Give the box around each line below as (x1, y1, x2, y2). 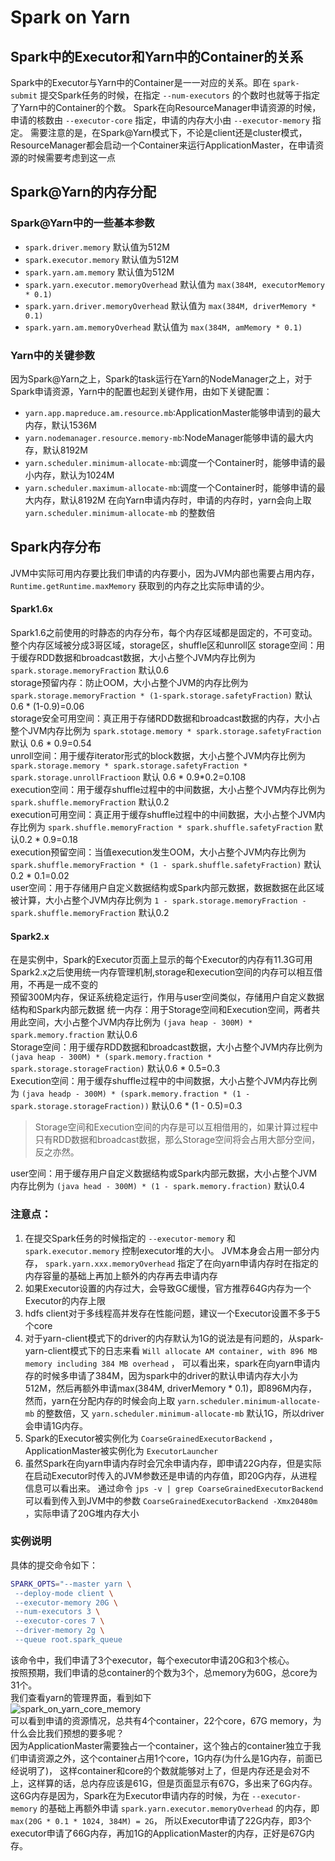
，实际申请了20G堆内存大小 (24, 1507, 140, 1519)
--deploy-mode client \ (14, 1588, 114, 1598)
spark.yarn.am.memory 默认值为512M (24, 266, 175, 278)
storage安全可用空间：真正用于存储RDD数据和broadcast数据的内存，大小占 (10, 712, 321, 724)
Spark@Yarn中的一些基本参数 (10, 216, 155, 230)
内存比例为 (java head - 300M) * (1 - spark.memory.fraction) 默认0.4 (10, 1180, 306, 1192)
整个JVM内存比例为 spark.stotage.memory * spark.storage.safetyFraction (10, 725, 322, 736)
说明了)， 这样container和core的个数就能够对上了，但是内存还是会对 (18, 1764, 302, 1776)
